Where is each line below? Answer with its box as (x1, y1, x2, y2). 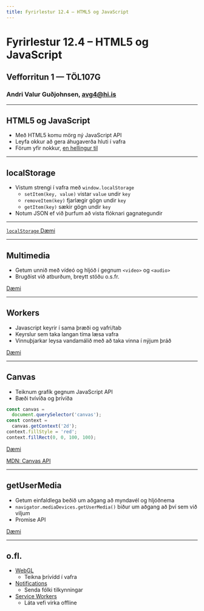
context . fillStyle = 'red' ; (6, 429, 78, 435)
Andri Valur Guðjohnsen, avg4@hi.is (6, 90, 117, 99)
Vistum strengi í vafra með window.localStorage (15, 184, 135, 191)
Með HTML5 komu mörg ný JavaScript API (15, 132, 122, 139)
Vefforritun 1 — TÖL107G (6, 72, 101, 83)
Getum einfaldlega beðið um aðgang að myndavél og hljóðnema (15, 496, 175, 504)
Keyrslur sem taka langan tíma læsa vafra (15, 330, 119, 337)
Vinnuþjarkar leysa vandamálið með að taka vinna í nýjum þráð (15, 337, 172, 344)
